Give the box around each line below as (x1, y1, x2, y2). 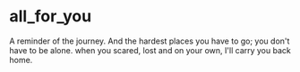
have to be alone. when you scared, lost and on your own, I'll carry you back (9, 44, 291, 55)
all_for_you (9, 6, 92, 27)
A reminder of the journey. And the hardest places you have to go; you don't (9, 36, 290, 46)
